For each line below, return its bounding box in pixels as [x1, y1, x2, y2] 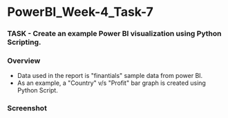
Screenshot [7, 104, 47, 113]
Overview [7, 56, 41, 66]
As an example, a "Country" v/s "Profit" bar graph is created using [17, 79, 206, 87]
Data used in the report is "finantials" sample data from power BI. [17, 72, 203, 80]
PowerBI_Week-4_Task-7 [7, 4, 154, 20]
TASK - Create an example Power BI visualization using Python [7, 29, 222, 39]
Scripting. [7, 37, 41, 47]
